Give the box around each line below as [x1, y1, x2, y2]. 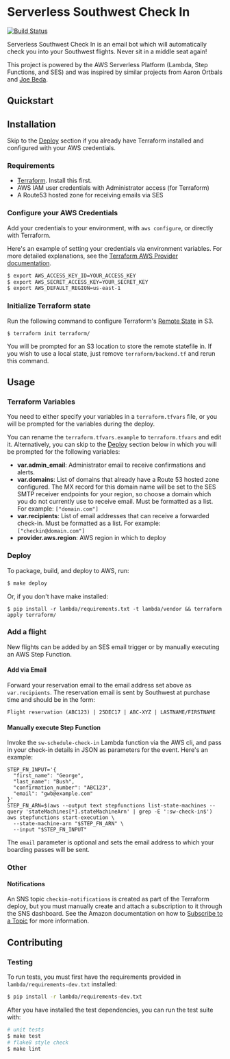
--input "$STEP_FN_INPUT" [13, 827, 88, 833]
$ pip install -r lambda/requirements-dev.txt [7, 993, 142, 1001]
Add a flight [7, 627, 47, 637]
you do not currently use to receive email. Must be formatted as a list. [16, 498, 214, 506]
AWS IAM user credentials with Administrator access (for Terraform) [16, 184, 210, 192]
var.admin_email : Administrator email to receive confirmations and [16, 461, 206, 470]
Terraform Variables [7, 397, 75, 406]
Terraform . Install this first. [16, 176, 92, 185]
